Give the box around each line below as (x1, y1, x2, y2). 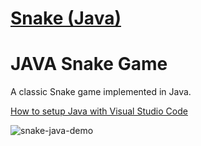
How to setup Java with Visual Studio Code (10, 105, 188, 117)
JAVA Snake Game (10, 53, 168, 76)
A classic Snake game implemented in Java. (10, 86, 192, 98)
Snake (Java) (10, 7, 122, 30)
